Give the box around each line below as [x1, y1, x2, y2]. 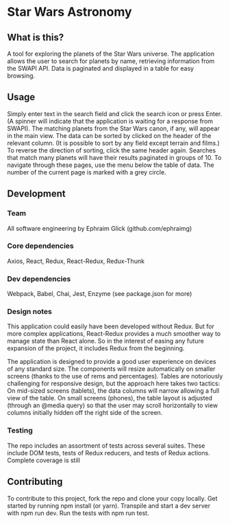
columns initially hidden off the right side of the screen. [7, 409, 163, 417]
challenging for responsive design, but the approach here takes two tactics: [7, 379, 220, 388]
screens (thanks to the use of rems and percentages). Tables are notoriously [7, 372, 223, 380]
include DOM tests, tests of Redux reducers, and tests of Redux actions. [7, 448, 210, 457]
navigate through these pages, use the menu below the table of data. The [7, 161, 214, 169]
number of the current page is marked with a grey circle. [7, 168, 166, 176]
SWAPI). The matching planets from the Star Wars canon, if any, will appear [7, 124, 220, 133]
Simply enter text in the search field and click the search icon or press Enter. [7, 109, 222, 117]
